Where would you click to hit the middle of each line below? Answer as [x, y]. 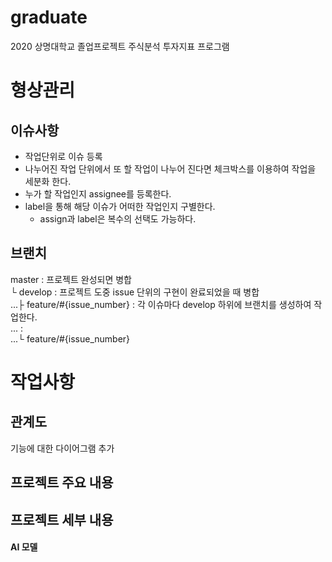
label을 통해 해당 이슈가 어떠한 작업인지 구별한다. [120, 206]
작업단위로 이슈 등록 [63, 156]
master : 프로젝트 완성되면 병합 [71, 279]
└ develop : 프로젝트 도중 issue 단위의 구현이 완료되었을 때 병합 [135, 292]
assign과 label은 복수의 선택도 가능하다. [118, 218]
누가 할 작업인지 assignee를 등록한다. [98, 193]
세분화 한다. [48, 181]
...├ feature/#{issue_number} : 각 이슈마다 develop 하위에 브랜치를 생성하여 [161, 304]
